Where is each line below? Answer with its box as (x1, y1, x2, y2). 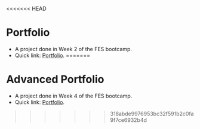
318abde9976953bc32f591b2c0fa (110, 110, 194, 117)
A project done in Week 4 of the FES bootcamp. (14, 92, 133, 99)
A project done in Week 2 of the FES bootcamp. (14, 45, 133, 52)
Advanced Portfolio (6, 73, 104, 86)
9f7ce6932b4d (110, 116, 147, 124)
